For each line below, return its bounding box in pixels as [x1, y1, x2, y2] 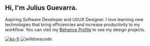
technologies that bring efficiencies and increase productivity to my [5, 22, 140, 27]
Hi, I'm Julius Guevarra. [5, 4, 78, 12]
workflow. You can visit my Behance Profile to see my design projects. [5, 26, 146, 33]
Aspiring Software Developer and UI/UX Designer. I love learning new [5, 16, 144, 22]
